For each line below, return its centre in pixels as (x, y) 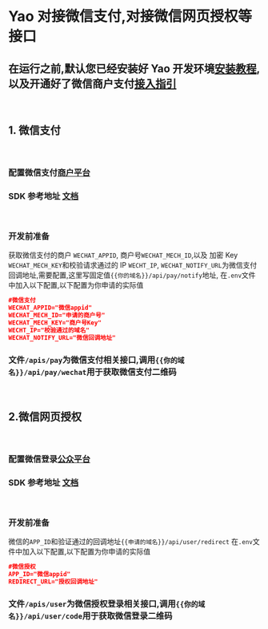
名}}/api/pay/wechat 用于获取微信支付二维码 (93, 372)
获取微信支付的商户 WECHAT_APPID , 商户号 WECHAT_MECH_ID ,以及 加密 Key (123, 255)
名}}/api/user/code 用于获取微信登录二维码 (90, 615)
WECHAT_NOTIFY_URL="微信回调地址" (62, 337)
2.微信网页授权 (45, 417)
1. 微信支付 (35, 130)
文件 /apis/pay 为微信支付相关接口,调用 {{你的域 (96, 360)
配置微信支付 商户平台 (49, 172)
